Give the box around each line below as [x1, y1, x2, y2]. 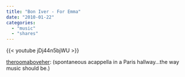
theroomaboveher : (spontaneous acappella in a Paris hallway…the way [6, 59, 180, 66]
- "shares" [11, 31, 39, 37]
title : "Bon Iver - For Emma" [6, 8, 81, 15]
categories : [6, 20, 36, 25]
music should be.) [6, 65, 51, 72]
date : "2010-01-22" [6, 14, 55, 20]
